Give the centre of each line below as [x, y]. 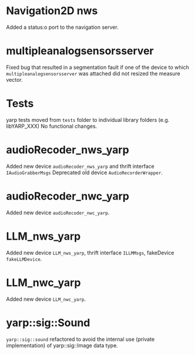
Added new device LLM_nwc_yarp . [46, 299]
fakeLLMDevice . [24, 259]
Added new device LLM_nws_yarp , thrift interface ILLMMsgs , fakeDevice [90, 253]
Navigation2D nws [52, 11]
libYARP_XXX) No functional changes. [52, 126]
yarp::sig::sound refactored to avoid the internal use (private [80, 339]
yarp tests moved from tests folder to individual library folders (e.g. [88, 120]
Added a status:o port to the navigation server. [62, 27]
